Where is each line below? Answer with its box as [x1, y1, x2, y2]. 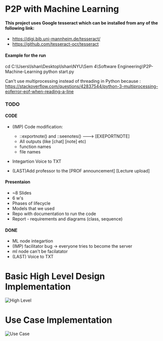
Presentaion [5, 179, 31, 185]
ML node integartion [12, 238, 53, 244]
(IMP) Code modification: [12, 123, 63, 129]
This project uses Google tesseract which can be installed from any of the [5, 20, 158, 25]
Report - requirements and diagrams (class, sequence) [12, 216, 123, 221]
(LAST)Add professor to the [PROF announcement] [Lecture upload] [12, 168, 150, 173]
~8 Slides [12, 190, 32, 195]
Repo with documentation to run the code [12, 211, 96, 217]
